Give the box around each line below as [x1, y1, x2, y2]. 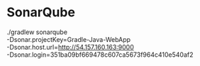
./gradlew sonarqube [6, 28, 68, 36]
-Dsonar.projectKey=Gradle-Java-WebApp [6, 35, 131, 43]
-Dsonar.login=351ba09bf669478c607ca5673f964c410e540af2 [6, 50, 194, 59]
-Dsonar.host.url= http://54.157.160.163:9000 [6, 43, 134, 51]
